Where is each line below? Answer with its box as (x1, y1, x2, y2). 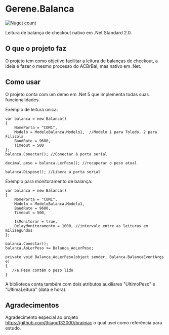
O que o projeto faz (5, 44, 67, 53)
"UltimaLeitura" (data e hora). (5, 286, 67, 292)
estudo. (5, 325, 21, 331)
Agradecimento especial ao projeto (5, 314, 78, 320)
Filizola (5, 134, 24, 139)
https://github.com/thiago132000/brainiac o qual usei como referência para (5, 320, 162, 326)
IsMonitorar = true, (14, 219, 58, 224)
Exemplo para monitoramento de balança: (5, 178, 93, 184)
